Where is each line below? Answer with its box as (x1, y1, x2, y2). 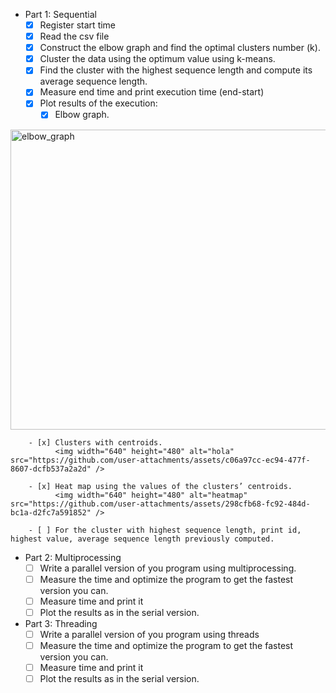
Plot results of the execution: (39, 97, 158, 109)
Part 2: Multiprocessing (24, 551, 122, 563)
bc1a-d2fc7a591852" (10, 507, 92, 518)
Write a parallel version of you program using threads (39, 628, 260, 640)
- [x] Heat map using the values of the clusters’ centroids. (28, 481, 293, 491)
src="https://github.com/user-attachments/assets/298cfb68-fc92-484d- (10, 499, 311, 509)
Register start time (39, 19, 117, 31)
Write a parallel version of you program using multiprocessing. (39, 562, 297, 574)
